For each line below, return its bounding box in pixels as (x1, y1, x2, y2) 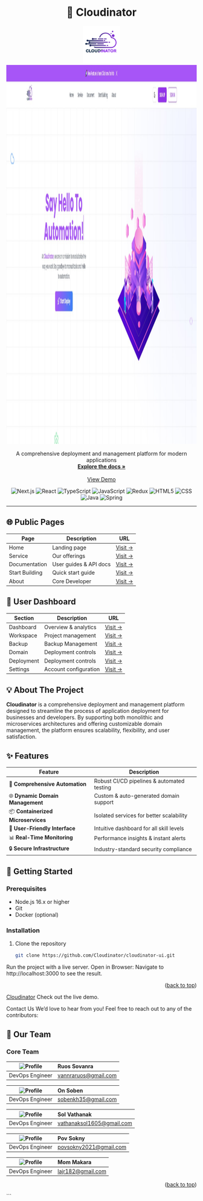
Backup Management (44, 640, 98, 647)
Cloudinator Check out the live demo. (6, 994, 99, 1001)
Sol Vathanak (57, 1111, 92, 1118)
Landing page (52, 544, 86, 551)
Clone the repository (14, 940, 66, 948)
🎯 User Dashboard (6, 597, 76, 607)
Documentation (8, 561, 47, 567)
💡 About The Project (6, 684, 84, 695)
